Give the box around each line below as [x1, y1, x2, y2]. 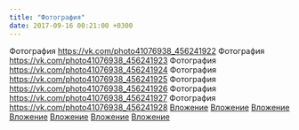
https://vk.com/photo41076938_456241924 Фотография [9, 64, 216, 75]
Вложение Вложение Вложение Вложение [9, 111, 171, 122]
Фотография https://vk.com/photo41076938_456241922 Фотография [9, 45, 265, 56]
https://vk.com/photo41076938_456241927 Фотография [9, 92, 216, 103]
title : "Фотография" [9, 12, 86, 22]
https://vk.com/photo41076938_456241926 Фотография [9, 83, 216, 94]
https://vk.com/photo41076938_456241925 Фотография [9, 73, 216, 84]
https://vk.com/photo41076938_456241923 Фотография [9, 55, 216, 65]
